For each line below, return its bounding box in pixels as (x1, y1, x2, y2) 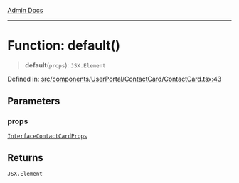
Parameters (7, 95, 60, 107)
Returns (7, 152, 44, 164)
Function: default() (7, 38, 121, 54)
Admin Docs (7, 6, 43, 14)
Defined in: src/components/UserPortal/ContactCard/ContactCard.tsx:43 (7, 74, 222, 83)
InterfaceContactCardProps (7, 133, 87, 140)
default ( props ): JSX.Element (24, 60, 106, 70)
